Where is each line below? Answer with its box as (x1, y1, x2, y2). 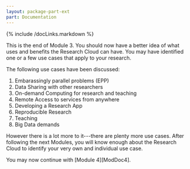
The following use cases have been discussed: (6, 65, 120, 72)
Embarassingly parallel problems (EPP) (14, 77, 109, 84)
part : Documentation (6, 14, 57, 20)
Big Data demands (14, 121, 60, 128)
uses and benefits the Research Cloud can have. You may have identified (6, 48, 184, 55)
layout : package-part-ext (6, 8, 70, 15)
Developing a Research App (14, 102, 83, 109)
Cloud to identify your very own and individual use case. (6, 145, 143, 152)
